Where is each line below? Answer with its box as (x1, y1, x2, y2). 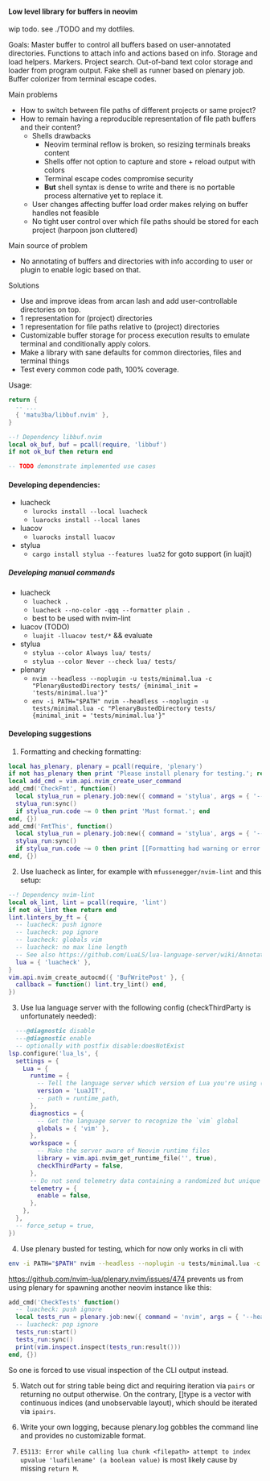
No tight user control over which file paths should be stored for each (31, 217, 259, 226)
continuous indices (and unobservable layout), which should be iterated (19, 1398, 258, 1408)
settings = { (15, 1056, 59, 1065)
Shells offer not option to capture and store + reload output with (43, 157, 256, 167)
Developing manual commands (8, 568, 115, 577)
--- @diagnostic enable (15, 1035, 92, 1043)
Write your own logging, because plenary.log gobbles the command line (19, 1422, 259, 1432)
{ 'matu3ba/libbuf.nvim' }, (15, 411, 110, 419)
